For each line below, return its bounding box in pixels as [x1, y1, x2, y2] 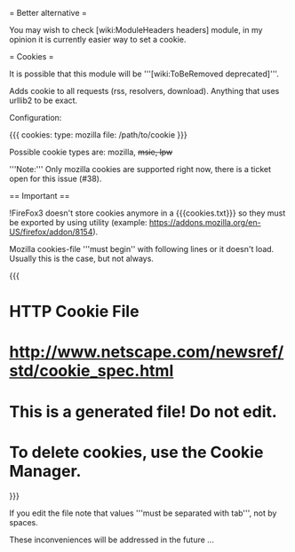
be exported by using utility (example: [9, 217, 148, 227]
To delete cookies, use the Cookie [9, 442, 264, 462]
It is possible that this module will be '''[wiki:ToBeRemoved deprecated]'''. [9, 68, 280, 79]
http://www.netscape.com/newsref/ [9, 342, 284, 362]
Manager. [9, 461, 82, 481]
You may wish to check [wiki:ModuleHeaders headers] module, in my [9, 25, 263, 35]
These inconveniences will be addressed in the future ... [9, 534, 215, 545]
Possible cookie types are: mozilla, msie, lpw [9, 146, 173, 157]
